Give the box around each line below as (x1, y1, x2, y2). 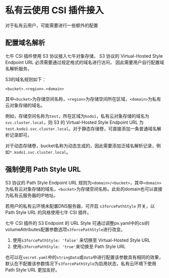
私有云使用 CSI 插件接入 (5, 5, 104, 16)
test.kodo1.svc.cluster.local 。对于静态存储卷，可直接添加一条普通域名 (5, 125, 157, 131)
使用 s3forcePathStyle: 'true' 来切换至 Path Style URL (12, 243, 126, 249)
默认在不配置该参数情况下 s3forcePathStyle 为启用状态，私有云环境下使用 (5, 260, 156, 266)
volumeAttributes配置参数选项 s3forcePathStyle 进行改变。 (5, 226, 126, 233)
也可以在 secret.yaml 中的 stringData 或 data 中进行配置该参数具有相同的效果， (5, 254, 163, 260)
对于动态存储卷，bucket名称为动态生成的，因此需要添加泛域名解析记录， (5, 143, 156, 149)
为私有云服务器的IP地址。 (5, 192, 58, 198)
